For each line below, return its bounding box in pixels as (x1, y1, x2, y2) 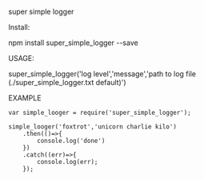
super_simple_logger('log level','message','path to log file (8, 69, 196, 79)
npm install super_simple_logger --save (8, 38, 138, 47)
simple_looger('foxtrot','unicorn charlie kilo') (8, 123, 178, 131)
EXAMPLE (8, 93, 42, 103)
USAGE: (8, 54, 34, 63)
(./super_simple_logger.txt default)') (8, 78, 126, 87)
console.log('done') (37, 137, 106, 145)
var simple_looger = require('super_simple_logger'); (8, 108, 192, 117)
